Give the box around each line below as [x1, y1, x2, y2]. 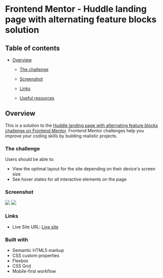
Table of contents [5, 44, 60, 52]
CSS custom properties [12, 252, 60, 258]
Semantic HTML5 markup [12, 247, 64, 253]
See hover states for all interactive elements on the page [12, 176, 127, 183]
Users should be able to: [5, 156, 55, 162]
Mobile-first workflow [12, 268, 56, 274]
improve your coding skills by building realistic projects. [5, 133, 118, 139]
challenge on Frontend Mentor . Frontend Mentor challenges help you [5, 127, 144, 133]
